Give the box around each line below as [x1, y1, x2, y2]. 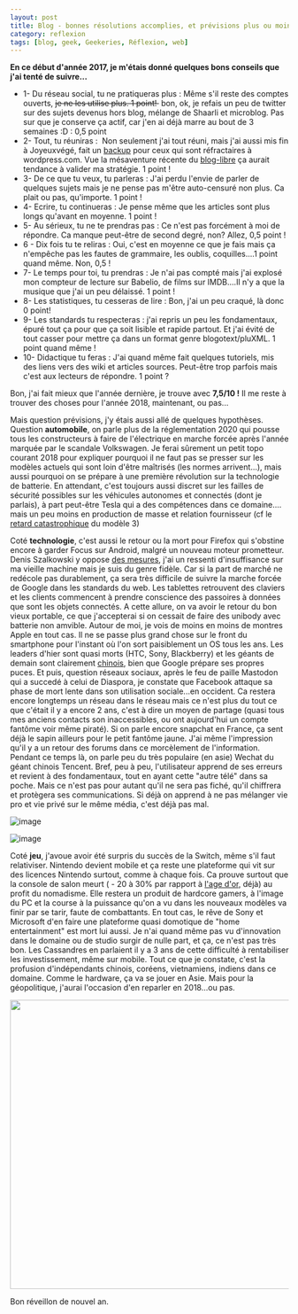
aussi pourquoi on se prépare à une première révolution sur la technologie [10, 471, 279, 482]
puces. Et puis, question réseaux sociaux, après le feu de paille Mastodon [10, 667, 279, 678]
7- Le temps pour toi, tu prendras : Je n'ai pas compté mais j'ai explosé [22, 268, 282, 278]
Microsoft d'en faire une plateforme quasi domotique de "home [10, 916, 241, 927]
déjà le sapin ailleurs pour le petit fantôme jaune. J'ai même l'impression [10, 733, 273, 744]
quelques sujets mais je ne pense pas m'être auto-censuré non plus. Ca [22, 183, 285, 193]
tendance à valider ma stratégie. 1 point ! [22, 164, 172, 175]
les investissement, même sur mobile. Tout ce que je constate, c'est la [10, 954, 266, 965]
